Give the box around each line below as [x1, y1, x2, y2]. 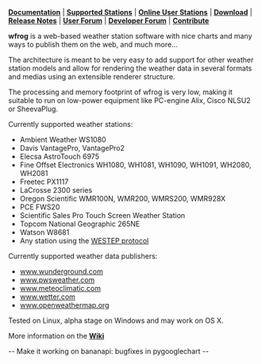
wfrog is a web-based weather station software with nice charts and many [8, 32, 252, 40]
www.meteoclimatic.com [19, 284, 102, 293]
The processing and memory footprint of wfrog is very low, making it [8, 87, 233, 97]
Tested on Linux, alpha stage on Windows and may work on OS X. [8, 316, 224, 325]
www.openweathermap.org [19, 301, 110, 309]
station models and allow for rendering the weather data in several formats [8, 63, 252, 73]
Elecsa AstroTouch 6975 [19, 151, 99, 161]
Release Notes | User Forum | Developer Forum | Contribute [8, 16, 210, 25]
